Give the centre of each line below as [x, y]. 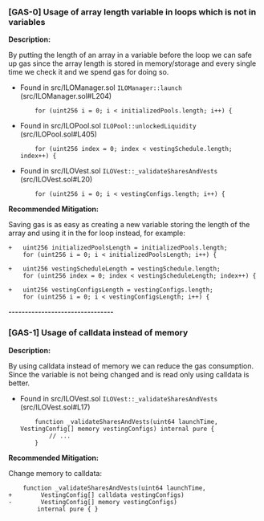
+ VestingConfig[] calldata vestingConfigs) [96, 495]
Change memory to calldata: [55, 473]
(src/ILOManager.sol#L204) [66, 96]
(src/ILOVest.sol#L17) [55, 407]
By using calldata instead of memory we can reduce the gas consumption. [131, 366]
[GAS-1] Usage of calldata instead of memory [98, 333]
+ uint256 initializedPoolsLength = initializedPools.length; [118, 248]
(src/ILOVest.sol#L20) [56, 180]
